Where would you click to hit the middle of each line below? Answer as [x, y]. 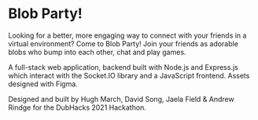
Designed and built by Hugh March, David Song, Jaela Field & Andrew [121, 99]
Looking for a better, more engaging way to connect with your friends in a [127, 35]
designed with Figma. [43, 84]
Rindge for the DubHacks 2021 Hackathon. [77, 107]
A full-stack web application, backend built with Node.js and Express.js [123, 67]
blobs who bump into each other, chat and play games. [97, 52]
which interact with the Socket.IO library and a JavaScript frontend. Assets [129, 75]
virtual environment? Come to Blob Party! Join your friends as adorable [123, 43]
